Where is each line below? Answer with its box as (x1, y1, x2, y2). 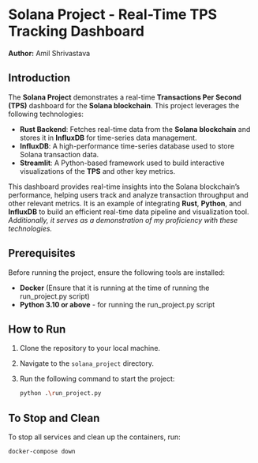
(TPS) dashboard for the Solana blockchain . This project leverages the (8, 100, 240, 110)
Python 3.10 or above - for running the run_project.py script (19, 299, 215, 309)
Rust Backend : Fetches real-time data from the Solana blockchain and (19, 124, 251, 134)
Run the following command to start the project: (19, 374, 175, 384)
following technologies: (8, 109, 84, 119)
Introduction (8, 71, 71, 85)
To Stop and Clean (8, 411, 100, 424)
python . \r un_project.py (19, 390, 102, 397)
